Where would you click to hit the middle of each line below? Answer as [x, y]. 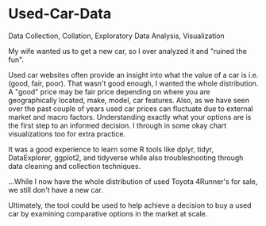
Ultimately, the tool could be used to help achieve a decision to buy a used [130, 205]
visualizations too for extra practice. [67, 134]
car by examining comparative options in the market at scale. [108, 213]
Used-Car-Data [60, 14]
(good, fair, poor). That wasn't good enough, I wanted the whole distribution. [133, 83]
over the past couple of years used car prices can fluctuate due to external [131, 109]
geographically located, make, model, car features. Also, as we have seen [129, 100]
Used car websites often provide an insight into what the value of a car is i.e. [133, 75]
